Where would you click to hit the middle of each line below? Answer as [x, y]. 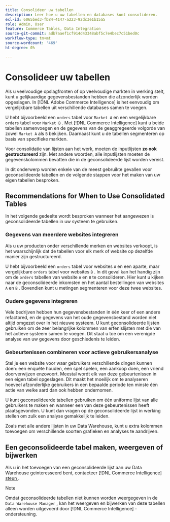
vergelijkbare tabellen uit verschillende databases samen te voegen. [76, 108]
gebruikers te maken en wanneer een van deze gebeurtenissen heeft [77, 405]
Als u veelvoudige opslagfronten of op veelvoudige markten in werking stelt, [85, 91]
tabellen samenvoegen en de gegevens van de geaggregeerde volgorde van [85, 128]
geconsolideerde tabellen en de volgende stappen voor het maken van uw [83, 175]
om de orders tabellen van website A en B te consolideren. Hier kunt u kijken [84, 277]
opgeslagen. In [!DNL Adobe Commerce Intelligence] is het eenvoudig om [82, 102]
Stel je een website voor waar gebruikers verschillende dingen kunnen [79, 363]
